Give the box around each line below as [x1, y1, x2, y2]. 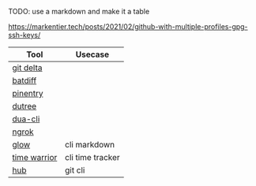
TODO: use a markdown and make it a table [8, 7, 150, 16]
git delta [12, 62, 43, 73]
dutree [12, 101, 37, 111]
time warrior [12, 152, 58, 162]
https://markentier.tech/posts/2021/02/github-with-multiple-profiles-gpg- [8, 22, 248, 31]
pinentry [12, 88, 43, 99]
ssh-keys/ [8, 31, 41, 39]
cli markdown [64, 139, 115, 150]
